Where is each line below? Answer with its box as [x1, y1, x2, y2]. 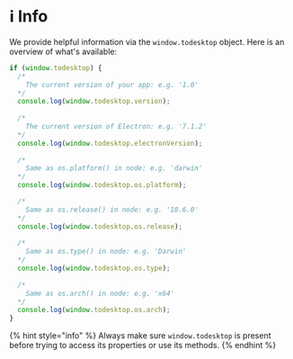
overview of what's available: [9, 46, 118, 57]
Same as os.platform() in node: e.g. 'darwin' [25, 164, 203, 173]
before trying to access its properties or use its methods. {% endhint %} [9, 340, 277, 351]
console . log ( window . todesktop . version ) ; [17, 97, 171, 106]
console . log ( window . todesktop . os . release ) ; [17, 221, 182, 231]
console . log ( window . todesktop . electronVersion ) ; [17, 139, 203, 148]
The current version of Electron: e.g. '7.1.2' [25, 122, 207, 131]
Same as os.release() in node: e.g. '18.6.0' [25, 205, 200, 214]
